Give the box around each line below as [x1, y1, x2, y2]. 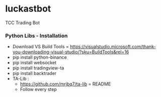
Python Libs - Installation [5, 32, 68, 39]
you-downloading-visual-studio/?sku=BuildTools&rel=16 [12, 49, 129, 55]
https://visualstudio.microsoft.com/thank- [70, 44, 156, 50]
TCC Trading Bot [5, 20, 40, 26]
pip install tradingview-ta [12, 65, 64, 71]
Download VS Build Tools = [12, 44, 69, 50]
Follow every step [20, 86, 57, 92]
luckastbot [5, 3, 51, 15]
